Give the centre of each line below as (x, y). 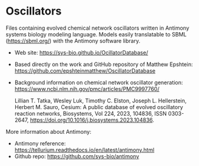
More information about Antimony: (49, 131)
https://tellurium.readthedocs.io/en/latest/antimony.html (84, 150)
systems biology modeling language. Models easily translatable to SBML (96, 34)
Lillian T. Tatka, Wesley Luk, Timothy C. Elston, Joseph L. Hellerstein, (100, 101)
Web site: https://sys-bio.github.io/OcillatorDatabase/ (81, 52)
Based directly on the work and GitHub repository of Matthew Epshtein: (104, 64)
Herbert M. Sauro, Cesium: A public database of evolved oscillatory (99, 107)
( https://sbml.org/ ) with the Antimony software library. (73, 41)
